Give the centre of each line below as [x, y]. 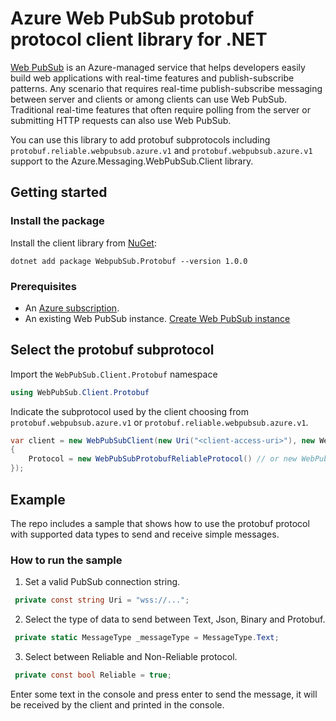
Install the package [57, 221]
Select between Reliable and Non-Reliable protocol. [131, 656]
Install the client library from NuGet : [83, 243]
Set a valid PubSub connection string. [102, 582]
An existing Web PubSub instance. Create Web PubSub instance [157, 318]
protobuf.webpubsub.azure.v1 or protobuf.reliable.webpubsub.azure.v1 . [159, 422]
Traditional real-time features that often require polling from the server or [160, 109]
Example [38, 499]
